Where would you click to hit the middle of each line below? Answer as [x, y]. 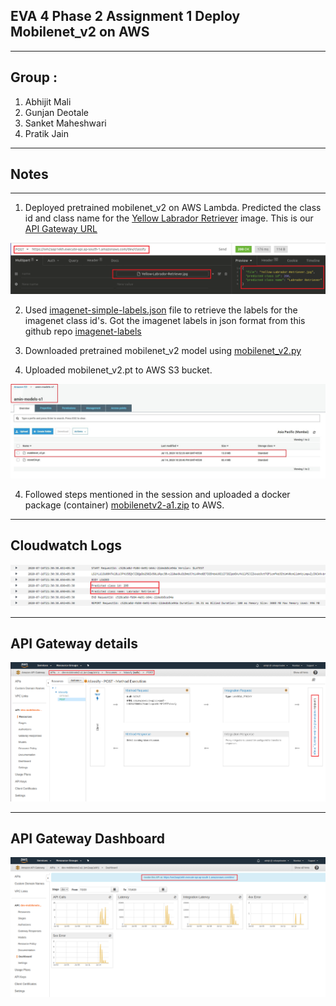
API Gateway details [74, 643]
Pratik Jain [46, 133]
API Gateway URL [61, 229]
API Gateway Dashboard [88, 838]
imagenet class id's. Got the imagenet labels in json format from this [165, 321]
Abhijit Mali [48, 101]
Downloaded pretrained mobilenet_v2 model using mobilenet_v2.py [163, 351]
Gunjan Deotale [56, 112]
